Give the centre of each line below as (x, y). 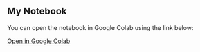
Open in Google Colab (39, 41)
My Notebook (37, 11)
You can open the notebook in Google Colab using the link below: (100, 27)
